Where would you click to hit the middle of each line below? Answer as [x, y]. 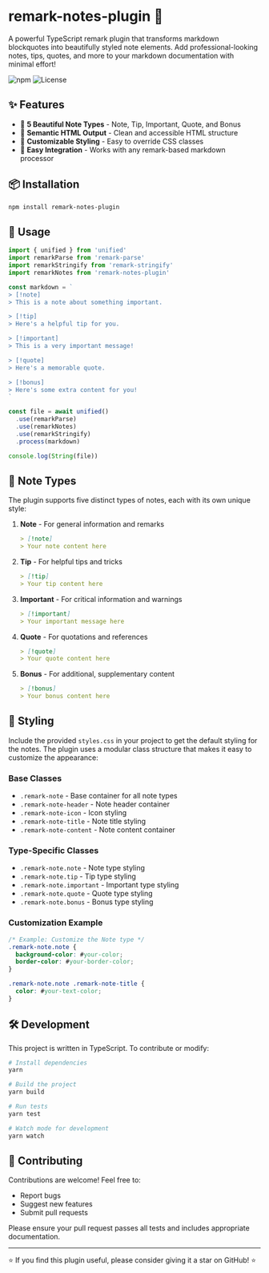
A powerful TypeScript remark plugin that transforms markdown [114, 38]
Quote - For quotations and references [84, 636]
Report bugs [40, 1196]
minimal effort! [32, 64]
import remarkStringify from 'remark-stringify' [91, 265]
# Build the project [43, 1085]
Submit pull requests [54, 1213]
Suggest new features [56, 1204]
